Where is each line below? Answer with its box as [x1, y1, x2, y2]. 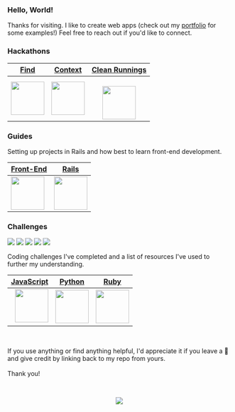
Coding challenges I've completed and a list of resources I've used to [7, 252, 210, 261]
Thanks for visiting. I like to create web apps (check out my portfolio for [7, 21, 217, 30]
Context [54, 65, 82, 74]
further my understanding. [7, 260, 84, 269]
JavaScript [11, 277, 48, 286]
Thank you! [7, 369, 40, 378]
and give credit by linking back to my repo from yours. [7, 355, 165, 363]
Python [59, 277, 85, 286]
